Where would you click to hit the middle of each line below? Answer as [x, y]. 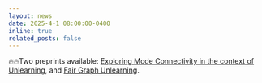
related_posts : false [45, 38]
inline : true [30, 31]
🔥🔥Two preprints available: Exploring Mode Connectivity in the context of [131, 61]
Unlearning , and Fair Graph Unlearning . [74, 70]
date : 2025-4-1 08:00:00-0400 [60, 23]
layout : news [30, 16]
